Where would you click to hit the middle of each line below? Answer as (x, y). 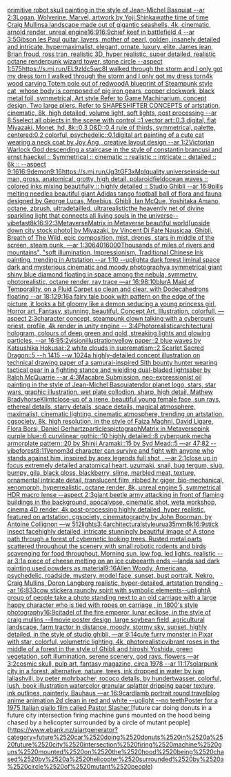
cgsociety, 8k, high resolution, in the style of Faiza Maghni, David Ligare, (110, 421)
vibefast (19, 223)
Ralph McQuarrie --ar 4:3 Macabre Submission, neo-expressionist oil (104, 377)
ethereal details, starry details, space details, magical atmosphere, (101, 406)
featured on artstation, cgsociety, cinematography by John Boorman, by (110, 517)
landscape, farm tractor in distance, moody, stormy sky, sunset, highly (107, 627)
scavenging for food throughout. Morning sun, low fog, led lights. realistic (111, 553)
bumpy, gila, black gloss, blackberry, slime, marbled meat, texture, (101, 472)
